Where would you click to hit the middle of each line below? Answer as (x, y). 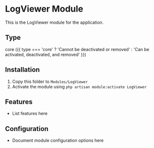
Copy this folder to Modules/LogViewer (50, 82)
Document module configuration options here (58, 140)
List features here (30, 114)
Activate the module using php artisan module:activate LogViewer (79, 86)
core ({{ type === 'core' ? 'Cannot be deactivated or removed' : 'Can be (77, 49)
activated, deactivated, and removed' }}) (46, 54)
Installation (22, 70)
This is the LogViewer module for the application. (54, 22)
